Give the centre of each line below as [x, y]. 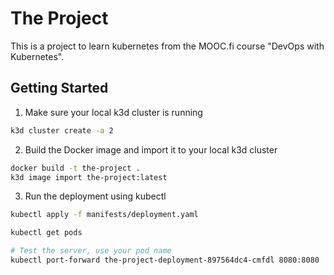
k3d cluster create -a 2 [62, 130]
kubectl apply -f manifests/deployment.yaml [104, 215]
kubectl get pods [46, 233]
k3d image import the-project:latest [89, 177]
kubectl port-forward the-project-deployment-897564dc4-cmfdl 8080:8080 [165, 260]
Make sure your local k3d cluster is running [113, 112]
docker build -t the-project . [75, 168]
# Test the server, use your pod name [91, 251]
